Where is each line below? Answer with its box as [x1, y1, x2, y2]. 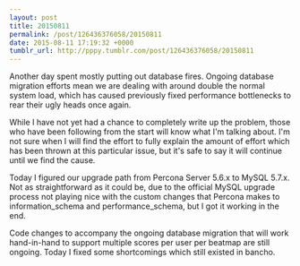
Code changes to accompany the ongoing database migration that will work [9, 227, 289, 238]
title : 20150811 [9, 21, 70, 30]
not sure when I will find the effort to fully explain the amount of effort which [9, 136, 290, 147]
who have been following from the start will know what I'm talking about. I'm [9, 126, 291, 137]
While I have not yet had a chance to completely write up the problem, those [9, 117, 291, 128]
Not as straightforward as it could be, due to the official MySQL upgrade [9, 182, 276, 193]
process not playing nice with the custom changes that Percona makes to [9, 192, 280, 202]
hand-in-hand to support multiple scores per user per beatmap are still [9, 237, 270, 248]
